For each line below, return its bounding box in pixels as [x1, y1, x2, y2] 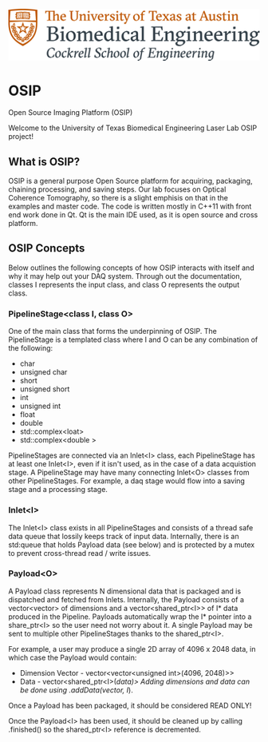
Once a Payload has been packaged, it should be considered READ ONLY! [8, 700, 252, 710]
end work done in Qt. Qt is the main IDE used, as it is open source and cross [8, 210, 258, 220]
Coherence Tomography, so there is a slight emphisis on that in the [8, 193, 229, 203]
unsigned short [19, 384, 70, 394]
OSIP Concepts [8, 241, 85, 256]
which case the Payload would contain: [8, 653, 137, 662]
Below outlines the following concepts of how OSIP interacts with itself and [8, 263, 254, 272]
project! [8, 132, 34, 141]
